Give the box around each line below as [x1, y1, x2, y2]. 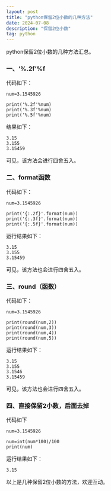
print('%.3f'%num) [6, 107, 52, 113]
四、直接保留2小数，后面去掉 [6, 401, 89, 410]
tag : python [6, 31, 36, 37]
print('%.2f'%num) [6, 102, 52, 108]
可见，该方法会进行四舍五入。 [6, 157, 79, 164]
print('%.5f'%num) [6, 112, 52, 118]
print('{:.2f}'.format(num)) [6, 211, 78, 216]
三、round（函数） [6, 282, 61, 291]
